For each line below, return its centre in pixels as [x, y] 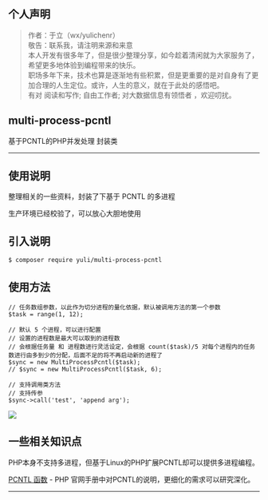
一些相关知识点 [45, 442]
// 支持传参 [26, 393]
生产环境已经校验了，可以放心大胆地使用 [75, 213]
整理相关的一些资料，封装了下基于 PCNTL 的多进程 [92, 196]
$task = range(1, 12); [46, 314]
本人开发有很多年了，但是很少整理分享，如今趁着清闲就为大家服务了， [143, 55]
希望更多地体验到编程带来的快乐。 [84, 65]
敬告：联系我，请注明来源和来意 [80, 45]
